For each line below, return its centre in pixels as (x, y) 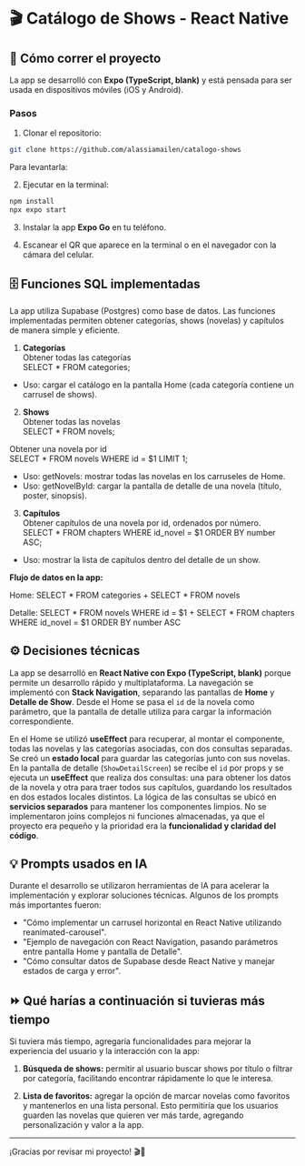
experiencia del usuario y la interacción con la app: (104, 1051)
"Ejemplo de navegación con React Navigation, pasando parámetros (150, 942)
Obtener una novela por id (58, 448)
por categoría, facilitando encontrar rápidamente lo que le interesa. (148, 1079)
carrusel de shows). (60, 394)
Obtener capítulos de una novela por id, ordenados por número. (142, 523)
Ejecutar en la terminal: (65, 185)
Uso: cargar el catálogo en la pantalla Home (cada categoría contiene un (158, 385)
